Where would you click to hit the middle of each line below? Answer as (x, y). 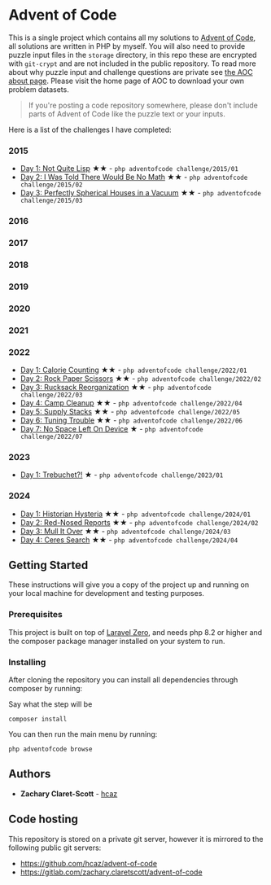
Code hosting (44, 819)
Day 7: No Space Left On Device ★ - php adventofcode (111, 429)
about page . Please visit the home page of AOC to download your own (127, 81)
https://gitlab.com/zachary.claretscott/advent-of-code (111, 872)
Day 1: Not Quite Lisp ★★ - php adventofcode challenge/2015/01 (129, 169)
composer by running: (46, 689)
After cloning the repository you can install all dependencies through (123, 680)
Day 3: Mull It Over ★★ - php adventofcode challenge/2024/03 (125, 531)
